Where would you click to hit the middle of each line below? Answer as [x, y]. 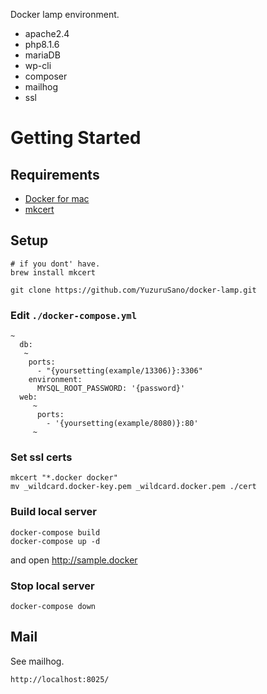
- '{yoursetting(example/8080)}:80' [122, 424]
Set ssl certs [41, 457]
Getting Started [76, 138]
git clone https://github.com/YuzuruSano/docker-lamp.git [133, 290]
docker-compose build [55, 532]
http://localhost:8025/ [60, 679]
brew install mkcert [53, 272]
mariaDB [42, 55]
